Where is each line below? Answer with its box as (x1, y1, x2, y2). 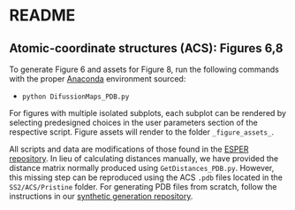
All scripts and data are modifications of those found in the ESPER (9, 144, 249, 154)
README (9, 5, 76, 26)
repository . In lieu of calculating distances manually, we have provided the (9, 153, 279, 164)
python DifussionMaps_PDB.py (21, 92, 130, 101)
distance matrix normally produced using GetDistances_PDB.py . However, (9, 163, 275, 173)
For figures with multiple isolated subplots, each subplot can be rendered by (9, 108, 287, 118)
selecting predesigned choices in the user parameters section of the (9, 117, 258, 128)
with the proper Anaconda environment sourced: (9, 74, 186, 84)
